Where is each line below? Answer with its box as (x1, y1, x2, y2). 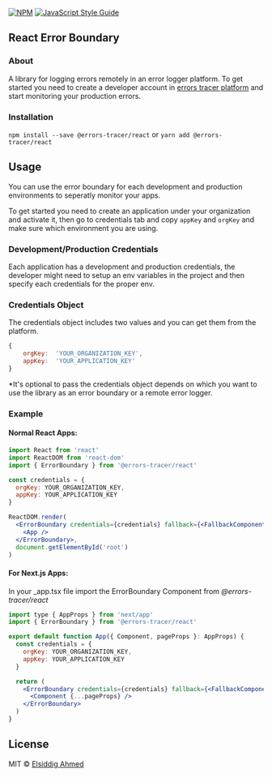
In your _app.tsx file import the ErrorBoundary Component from (8, 586, 220, 596)
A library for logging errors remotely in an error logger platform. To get (8, 74, 244, 83)
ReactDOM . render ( (8, 513, 67, 522)
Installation (8, 111, 54, 122)
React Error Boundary (8, 31, 120, 45)
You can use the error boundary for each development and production (8, 181, 243, 191)
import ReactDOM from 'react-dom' (8, 454, 125, 462)
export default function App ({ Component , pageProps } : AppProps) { (8, 633, 244, 641)
